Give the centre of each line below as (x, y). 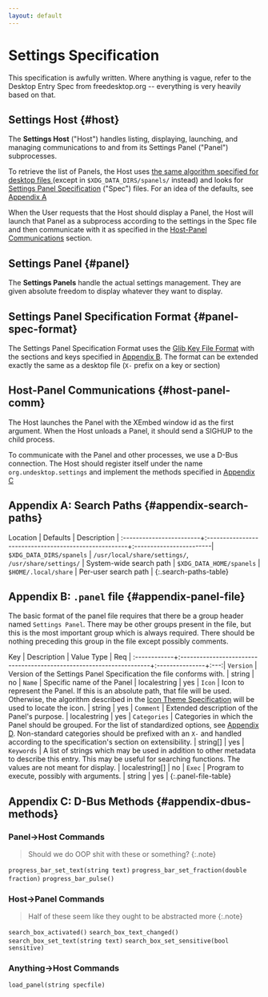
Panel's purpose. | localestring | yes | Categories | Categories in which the (131, 716)
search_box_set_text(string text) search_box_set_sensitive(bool (119, 941)
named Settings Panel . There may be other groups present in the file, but (130, 624)
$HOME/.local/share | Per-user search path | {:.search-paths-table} (119, 571)
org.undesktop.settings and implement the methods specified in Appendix (132, 472)
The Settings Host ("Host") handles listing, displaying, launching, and (123, 139)
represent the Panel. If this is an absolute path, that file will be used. (120, 691)
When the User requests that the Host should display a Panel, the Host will (131, 212)
